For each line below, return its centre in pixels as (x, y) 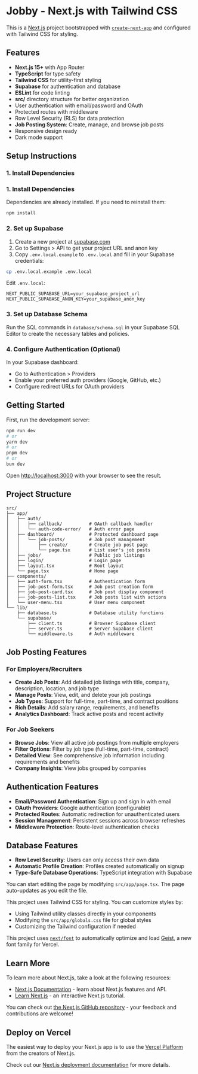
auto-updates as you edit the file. (47, 891)
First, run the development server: (48, 420)
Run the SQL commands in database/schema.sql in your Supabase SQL (93, 327)
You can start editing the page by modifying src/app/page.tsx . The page (95, 884)
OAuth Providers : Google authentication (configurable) (83, 808)
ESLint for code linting (42, 92)
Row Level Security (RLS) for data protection (69, 118)
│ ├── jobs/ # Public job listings (76, 555)
